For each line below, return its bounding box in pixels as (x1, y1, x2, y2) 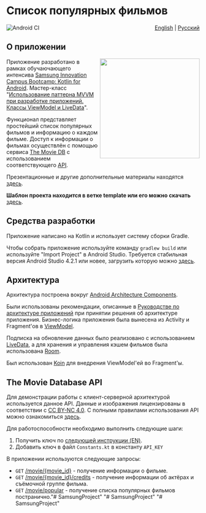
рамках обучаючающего (6, 64, 72, 72)
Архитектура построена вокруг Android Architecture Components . (6, 291, 178, 298)
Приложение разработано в (6, 58, 80, 65)
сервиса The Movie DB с (6, 148, 71, 155)
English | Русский (154, 24, 200, 31)
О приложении (6, 42, 66, 52)
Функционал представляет (6, 115, 77, 123)
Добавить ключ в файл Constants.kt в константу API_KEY (15, 443, 164, 451)
